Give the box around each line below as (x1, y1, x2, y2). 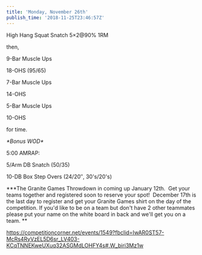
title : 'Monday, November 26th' (6, 9, 88, 15)
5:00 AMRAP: (6, 149, 40, 156)
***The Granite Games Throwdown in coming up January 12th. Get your (6, 184, 190, 192)
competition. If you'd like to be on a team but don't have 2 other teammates (6, 204, 195, 211)
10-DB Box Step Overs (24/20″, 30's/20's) (6, 173, 113, 180)
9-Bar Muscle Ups (6, 55, 52, 62)
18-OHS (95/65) (6, 66, 47, 74)
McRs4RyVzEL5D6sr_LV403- (6, 235, 80, 242)
